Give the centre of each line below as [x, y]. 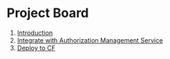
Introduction [35, 33]
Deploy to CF [36, 48]
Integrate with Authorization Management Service [90, 40]
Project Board [48, 13]
